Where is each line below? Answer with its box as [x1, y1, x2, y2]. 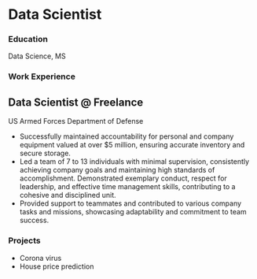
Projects [8, 235, 41, 246]
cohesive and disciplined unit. [19, 191, 116, 200]
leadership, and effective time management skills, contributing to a [19, 182, 236, 192]
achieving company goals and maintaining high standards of [19, 166, 215, 175]
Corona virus [19, 253, 62, 262]
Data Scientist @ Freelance [8, 95, 144, 109]
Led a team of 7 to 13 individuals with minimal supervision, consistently [19, 157, 250, 166]
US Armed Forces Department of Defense [8, 117, 144, 126]
